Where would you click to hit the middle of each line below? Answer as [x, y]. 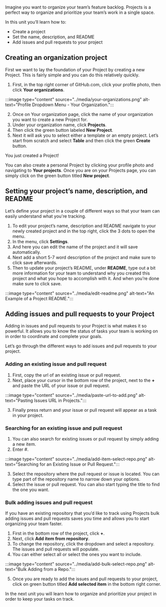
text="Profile [18, 105]
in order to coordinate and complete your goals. [54, 336]
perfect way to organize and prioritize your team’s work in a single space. [80, 12]
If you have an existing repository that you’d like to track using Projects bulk [82, 513]
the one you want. [31, 490]
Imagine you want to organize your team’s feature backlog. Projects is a [78, 7]
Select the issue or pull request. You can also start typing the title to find [86, 485]
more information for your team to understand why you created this [81, 273]
